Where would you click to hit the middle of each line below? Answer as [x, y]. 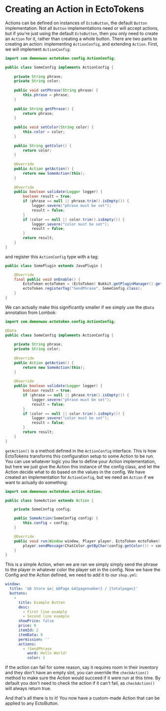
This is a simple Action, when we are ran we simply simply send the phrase [82, 565]
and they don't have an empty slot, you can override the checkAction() [77, 673]
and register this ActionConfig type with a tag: [52, 257]
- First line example [45, 612]
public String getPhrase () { [44, 109]
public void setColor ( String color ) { [54, 128]
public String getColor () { [43, 146]
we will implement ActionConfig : [38, 49]
